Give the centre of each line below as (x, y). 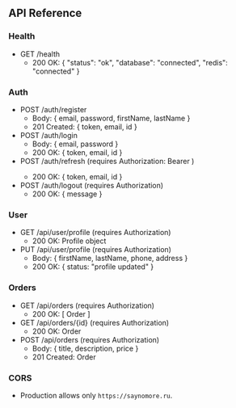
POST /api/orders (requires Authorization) (90, 339)
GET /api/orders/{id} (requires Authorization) (95, 322)
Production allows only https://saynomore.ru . (96, 395)
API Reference (45, 13)
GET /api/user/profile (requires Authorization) (95, 233)
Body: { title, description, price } (85, 348)
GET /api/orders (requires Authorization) (87, 305)
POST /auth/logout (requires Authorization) (92, 185)
